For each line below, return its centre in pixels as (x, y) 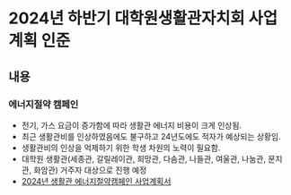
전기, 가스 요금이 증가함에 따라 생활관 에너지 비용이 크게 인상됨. (132, 125)
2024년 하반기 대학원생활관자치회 (127, 18)
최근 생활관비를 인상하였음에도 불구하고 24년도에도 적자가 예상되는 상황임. (151, 136)
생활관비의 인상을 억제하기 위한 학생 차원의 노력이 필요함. (121, 148)
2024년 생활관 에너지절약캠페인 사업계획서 (96, 181)
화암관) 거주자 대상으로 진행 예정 (90, 170)
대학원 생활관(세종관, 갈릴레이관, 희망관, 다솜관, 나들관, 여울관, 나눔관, (144, 158)
